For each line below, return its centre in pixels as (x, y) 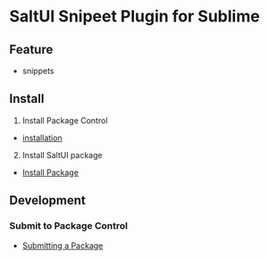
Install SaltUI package (62, 155)
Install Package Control (65, 120)
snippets (38, 71)
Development (48, 201)
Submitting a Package (63, 245)
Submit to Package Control (68, 226)
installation (42, 138)
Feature (31, 50)
